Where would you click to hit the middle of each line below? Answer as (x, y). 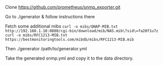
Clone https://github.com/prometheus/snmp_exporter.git (63, 7)
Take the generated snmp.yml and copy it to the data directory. (69, 58)
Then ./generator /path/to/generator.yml (46, 49)
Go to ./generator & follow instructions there (50, 16)
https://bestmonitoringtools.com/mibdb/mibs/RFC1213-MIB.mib (70, 39)
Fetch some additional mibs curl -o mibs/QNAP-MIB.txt (61, 26)
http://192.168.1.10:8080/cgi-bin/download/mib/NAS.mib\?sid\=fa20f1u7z (82, 31)
